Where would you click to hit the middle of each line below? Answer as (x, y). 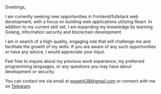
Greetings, (16, 7)
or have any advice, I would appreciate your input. (55, 52)
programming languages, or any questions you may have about (68, 66)
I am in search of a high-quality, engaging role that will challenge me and (78, 41)
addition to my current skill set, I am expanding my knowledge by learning (79, 27)
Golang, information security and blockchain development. (64, 32)
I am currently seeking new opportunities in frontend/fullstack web (72, 16)
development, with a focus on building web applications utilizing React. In (79, 22)
